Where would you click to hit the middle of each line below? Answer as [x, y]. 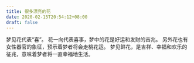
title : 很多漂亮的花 [28, 11]
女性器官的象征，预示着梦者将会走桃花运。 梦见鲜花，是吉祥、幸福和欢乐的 [97, 47]
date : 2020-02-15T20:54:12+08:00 [47, 17]
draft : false [22, 22]
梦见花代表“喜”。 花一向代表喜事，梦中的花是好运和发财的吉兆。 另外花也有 [97, 40]
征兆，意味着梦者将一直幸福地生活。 [50, 54]
